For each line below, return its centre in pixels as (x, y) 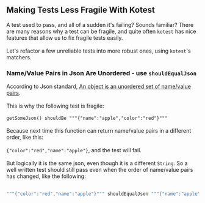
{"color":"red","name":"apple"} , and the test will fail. (74, 150)
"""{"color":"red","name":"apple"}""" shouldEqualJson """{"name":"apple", (105, 194)
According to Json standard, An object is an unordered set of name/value (99, 87)
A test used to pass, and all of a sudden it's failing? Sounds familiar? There (100, 24)
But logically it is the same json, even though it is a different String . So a (97, 163)
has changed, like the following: (46, 176)
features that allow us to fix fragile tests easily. (65, 38)
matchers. (19, 57)
